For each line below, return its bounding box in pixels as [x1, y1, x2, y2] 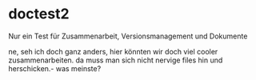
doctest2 [8, 5, 70, 23]
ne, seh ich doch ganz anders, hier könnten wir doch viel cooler [8, 46, 218, 56]
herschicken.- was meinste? [8, 63, 102, 73]
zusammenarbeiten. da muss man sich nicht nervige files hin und [8, 55, 223, 65]
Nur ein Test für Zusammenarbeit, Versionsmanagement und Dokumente [8, 31, 248, 41]
